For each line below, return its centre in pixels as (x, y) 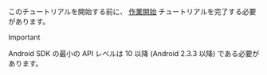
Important (24, 37)
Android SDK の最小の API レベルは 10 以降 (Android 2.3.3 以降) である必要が (134, 53)
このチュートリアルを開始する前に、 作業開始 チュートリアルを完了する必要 (132, 11)
